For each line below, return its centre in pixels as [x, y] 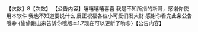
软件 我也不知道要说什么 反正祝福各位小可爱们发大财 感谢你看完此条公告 [104, 16]
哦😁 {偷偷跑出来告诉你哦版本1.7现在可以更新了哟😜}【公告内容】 [85, 23]
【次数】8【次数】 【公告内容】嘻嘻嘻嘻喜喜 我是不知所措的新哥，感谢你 [95, 8]
